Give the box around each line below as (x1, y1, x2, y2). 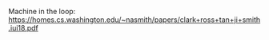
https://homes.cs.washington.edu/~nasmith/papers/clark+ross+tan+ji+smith (8, 15, 261, 24)
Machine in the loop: (8, 7, 76, 16)
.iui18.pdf (8, 24, 38, 32)
